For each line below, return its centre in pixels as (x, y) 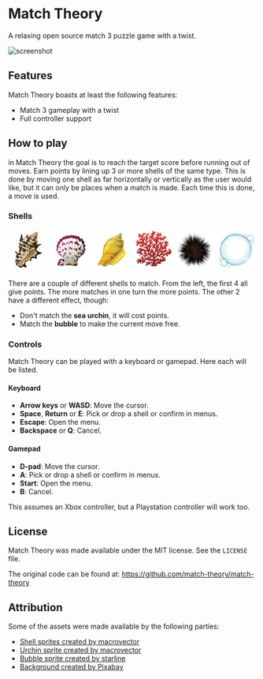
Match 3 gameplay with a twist (69, 110)
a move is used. (34, 196)
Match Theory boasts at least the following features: (93, 95)
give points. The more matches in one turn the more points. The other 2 (124, 291)
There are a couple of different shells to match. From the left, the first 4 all (128, 283)
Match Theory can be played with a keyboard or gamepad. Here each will (127, 362)
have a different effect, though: (58, 300)
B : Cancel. (36, 491)
